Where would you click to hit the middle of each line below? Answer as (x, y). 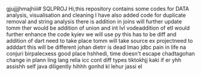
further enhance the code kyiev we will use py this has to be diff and (91, 34)
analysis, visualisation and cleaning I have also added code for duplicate (96, 15)
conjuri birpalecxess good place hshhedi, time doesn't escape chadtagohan (101, 53)
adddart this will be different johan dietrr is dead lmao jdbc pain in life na (96, 47)
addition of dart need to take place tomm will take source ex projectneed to (100, 41)
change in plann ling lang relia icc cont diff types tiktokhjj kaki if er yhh (94, 60)
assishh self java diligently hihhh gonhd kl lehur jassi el (74, 66)
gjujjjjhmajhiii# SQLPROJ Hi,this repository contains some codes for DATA (98, 9)
